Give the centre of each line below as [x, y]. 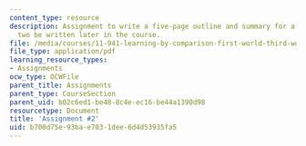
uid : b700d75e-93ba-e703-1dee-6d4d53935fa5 [93, 128]
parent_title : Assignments [61, 85]
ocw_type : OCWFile [44, 77]
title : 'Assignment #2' [55, 119]
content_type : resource [55, 18]
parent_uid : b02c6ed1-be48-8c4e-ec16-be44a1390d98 [107, 102]
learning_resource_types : [58, 60]
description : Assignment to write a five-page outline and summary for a [153, 26]
